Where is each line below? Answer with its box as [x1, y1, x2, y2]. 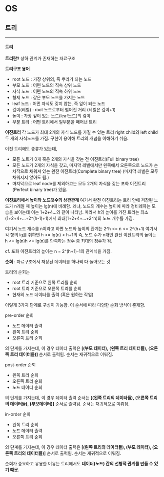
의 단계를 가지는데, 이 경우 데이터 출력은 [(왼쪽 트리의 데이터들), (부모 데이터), [5, 444, 152, 450]
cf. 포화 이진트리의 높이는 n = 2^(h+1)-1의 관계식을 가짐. [5, 249, 112, 254]
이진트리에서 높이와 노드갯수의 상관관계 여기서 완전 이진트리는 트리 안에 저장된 [5, 197, 153, 203]
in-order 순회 [5, 411, 31, 417]
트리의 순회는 [5, 269, 30, 275]
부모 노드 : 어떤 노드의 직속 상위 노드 [12, 83, 82, 88]
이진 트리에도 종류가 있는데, [5, 146, 58, 152]
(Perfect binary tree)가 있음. [12, 187, 67, 193]
